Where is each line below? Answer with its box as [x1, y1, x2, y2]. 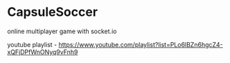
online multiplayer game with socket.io [7, 27, 117, 35]
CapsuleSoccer [7, 4, 98, 20]
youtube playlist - [7, 40, 57, 48]
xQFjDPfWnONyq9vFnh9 [7, 48, 78, 56]
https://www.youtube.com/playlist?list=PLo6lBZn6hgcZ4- [58, 40, 223, 48]
